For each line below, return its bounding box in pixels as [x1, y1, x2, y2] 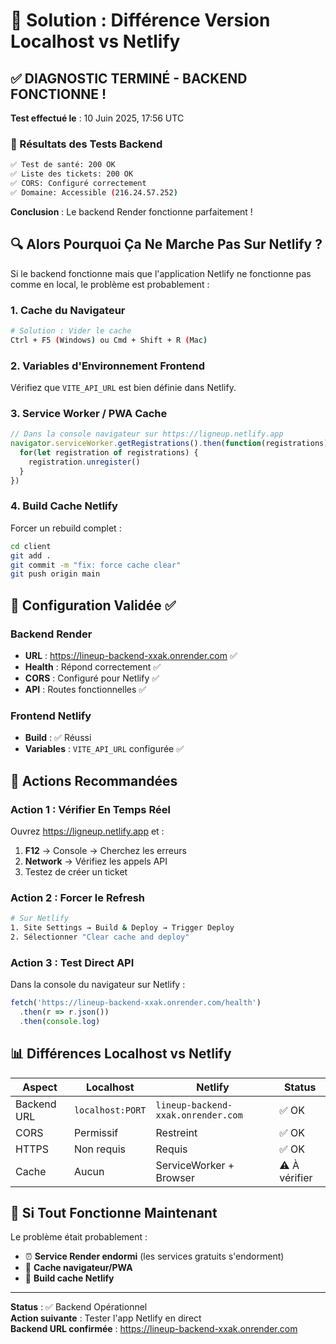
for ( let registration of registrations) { [19, 448, 199, 458]
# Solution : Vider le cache [10, 325, 132, 336]
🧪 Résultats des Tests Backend [10, 137, 163, 151]
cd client [10, 541, 52, 551]
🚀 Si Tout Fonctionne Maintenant [10, 1205, 218, 1222]
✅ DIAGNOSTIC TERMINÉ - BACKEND [10, 70, 248, 87]
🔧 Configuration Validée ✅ [10, 597, 177, 614]
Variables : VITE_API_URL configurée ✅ [24, 743, 185, 755]
